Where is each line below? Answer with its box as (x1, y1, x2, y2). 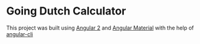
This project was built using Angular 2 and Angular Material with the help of (6, 24, 195, 31)
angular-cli (6, 30, 33, 37)
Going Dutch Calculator (6, 4, 126, 18)
